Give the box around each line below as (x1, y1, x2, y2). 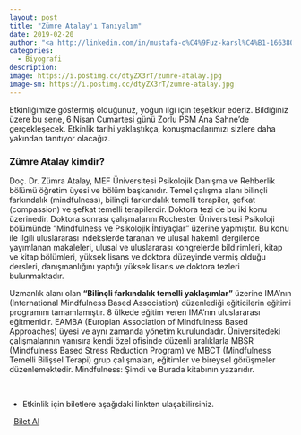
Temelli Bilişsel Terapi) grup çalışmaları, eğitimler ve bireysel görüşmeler (9, 354, 276, 365)
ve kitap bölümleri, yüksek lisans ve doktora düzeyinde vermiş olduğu (9, 252, 267, 262)
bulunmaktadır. (9, 270, 64, 281)
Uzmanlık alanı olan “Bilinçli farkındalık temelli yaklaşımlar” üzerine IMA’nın (9, 287, 292, 298)
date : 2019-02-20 (9, 30, 74, 38)
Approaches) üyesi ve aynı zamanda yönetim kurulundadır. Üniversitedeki (9, 326, 281, 337)
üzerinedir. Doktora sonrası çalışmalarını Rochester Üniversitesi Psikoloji (9, 213, 275, 224)
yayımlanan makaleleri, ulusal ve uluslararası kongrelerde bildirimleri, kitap (9, 242, 283, 252)
